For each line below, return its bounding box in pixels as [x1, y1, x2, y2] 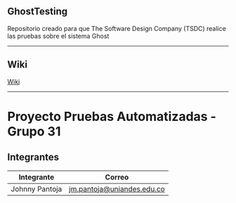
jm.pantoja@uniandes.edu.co [69, 184, 165, 194]
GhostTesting [7, 6, 68, 18]
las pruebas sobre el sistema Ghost [7, 32, 110, 40]
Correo [105, 172, 129, 182]
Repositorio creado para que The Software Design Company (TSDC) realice [7, 24, 226, 32]
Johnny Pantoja [11, 184, 63, 194]
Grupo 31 [7, 123, 61, 139]
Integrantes [7, 151, 60, 164]
